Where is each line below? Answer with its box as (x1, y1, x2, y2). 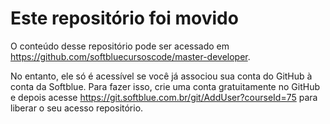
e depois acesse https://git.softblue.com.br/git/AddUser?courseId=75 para (10, 91, 318, 103)
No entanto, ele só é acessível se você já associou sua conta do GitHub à (10, 70, 313, 82)
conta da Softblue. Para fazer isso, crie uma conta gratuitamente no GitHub (10, 80, 320, 92)
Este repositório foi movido (10, 7, 239, 30)
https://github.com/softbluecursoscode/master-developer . (10, 50, 251, 62)
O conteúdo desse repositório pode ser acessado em (10, 40, 230, 52)
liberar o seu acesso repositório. (10, 102, 144, 114)
